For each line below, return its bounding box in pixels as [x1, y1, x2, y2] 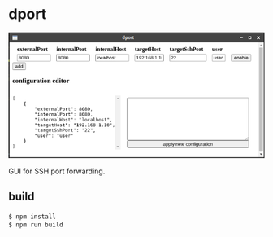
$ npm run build [8, 221, 63, 229]
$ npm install [8, 213, 57, 221]
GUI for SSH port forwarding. [8, 166, 106, 176]
